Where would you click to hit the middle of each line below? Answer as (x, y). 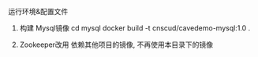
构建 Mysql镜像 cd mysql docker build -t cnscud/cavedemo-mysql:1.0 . (135, 28)
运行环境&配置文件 (38, 11)
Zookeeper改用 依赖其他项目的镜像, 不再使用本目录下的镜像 (116, 45)
